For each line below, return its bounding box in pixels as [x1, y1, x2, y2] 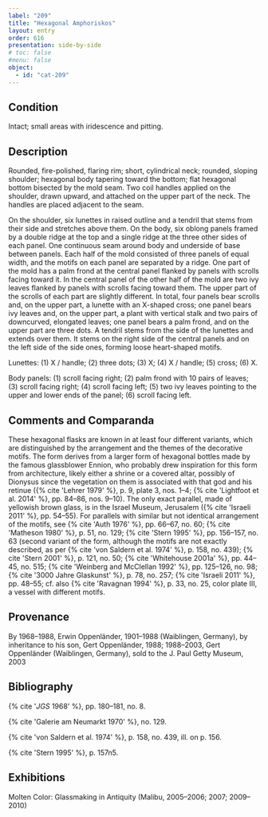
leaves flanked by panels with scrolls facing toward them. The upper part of [8, 283, 257, 293]
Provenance [8, 610, 70, 624]
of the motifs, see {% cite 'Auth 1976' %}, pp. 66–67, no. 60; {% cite [8, 519, 231, 529]
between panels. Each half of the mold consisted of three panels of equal [8, 249, 250, 259]
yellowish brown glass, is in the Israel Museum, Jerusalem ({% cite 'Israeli [8, 503, 251, 512]
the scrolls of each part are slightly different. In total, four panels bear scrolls [8, 292, 260, 302]
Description [8, 144, 68, 158]
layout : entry [8, 26, 56, 34]
